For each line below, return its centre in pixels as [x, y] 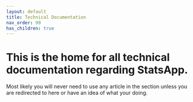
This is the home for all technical [88, 58]
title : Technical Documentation [46, 17]
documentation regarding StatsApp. [97, 70]
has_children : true [30, 28]
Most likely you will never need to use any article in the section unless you [97, 87]
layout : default [26, 12]
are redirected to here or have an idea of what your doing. [77, 93]
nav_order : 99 [24, 23]
